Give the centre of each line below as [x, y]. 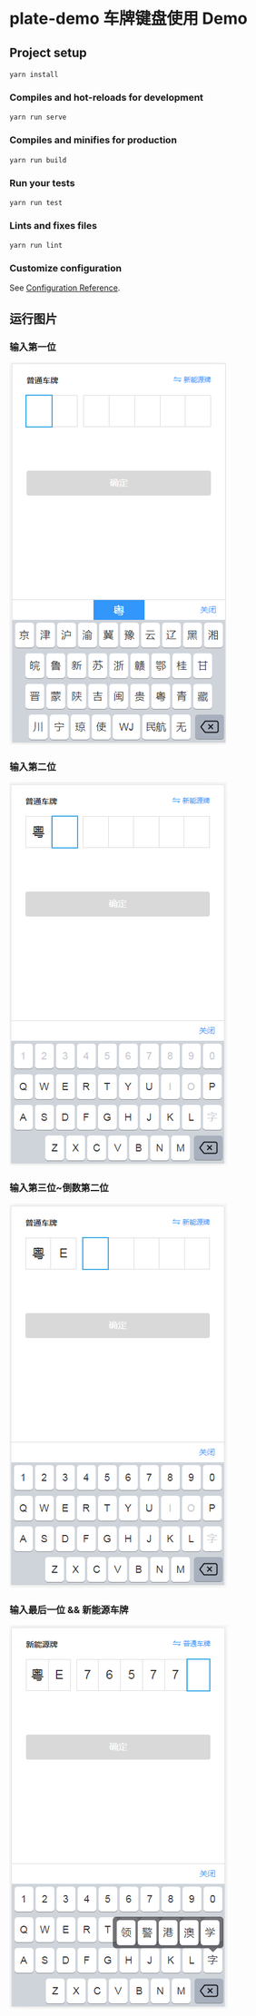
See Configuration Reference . [65, 288]
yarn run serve [38, 118]
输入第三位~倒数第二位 [59, 1188]
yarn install [34, 74]
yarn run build [38, 160]
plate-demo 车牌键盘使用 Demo [128, 19]
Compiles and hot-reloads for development [107, 97]
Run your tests [42, 182]
